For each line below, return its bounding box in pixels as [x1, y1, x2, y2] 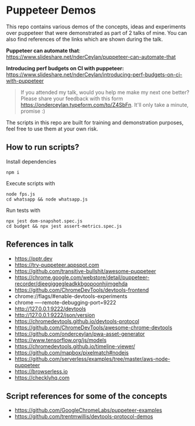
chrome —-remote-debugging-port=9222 [14, 299, 116, 306]
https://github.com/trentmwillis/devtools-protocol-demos [14, 413, 153, 420]
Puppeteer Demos [6, 4, 96, 17]
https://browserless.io [14, 368, 68, 375]
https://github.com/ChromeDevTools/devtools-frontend [14, 286, 149, 293]
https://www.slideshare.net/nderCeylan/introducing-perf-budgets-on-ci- [6, 71, 183, 78]
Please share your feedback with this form [20, 95, 123, 102]
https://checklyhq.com [14, 374, 70, 381]
